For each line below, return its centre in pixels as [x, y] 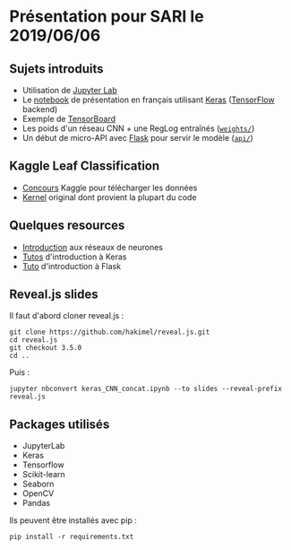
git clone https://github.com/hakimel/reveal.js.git [110, 332]
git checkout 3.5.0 [46, 348]
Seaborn [38, 484]
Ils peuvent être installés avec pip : [73, 520]
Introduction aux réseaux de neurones [93, 247]
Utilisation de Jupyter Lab [70, 90]
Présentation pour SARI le [107, 17]
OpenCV [38, 493]
